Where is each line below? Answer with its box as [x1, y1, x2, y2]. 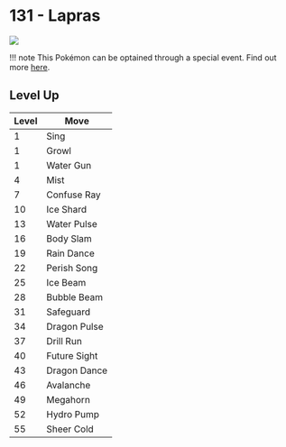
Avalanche [46, 379, 91, 391]
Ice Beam [46, 276, 87, 288]
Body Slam [46, 232, 92, 244]
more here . [9, 61, 51, 72]
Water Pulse [46, 217, 97, 230]
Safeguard [46, 306, 91, 318]
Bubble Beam [46, 290, 104, 303]
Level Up [9, 87, 60, 104]
